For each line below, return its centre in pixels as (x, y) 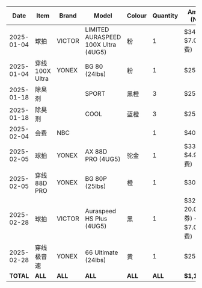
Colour (137, 16)
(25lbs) (96, 186)
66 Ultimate (102, 252)
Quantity (165, 16)
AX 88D (96, 152)
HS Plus (96, 218)
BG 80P (96, 179)
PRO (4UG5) (103, 159)
